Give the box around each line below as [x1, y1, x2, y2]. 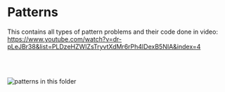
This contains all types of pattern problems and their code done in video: [7, 27, 218, 36]
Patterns [7, 4, 58, 20]
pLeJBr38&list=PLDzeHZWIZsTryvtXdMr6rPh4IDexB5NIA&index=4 [7, 42, 201, 51]
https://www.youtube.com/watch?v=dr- [7, 34, 122, 43]
